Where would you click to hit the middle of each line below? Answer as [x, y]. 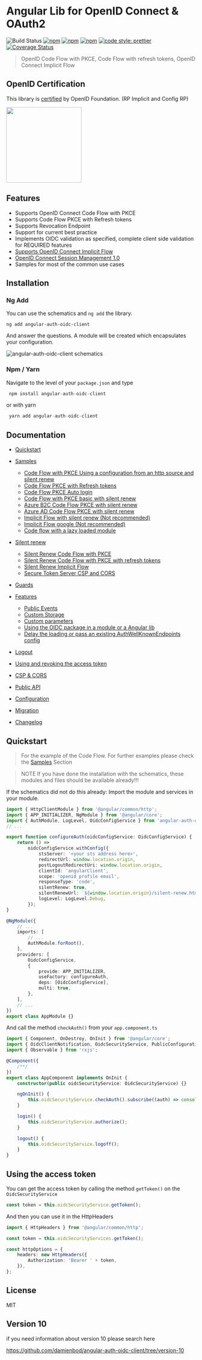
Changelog [29, 722]
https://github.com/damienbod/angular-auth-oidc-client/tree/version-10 [95, 1350]
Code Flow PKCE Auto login [58, 492]
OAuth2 [26, 24]
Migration [27, 711]
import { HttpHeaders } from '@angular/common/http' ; [75, 1227]
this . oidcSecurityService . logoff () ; [74, 1144]
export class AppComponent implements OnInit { [67, 1078]
